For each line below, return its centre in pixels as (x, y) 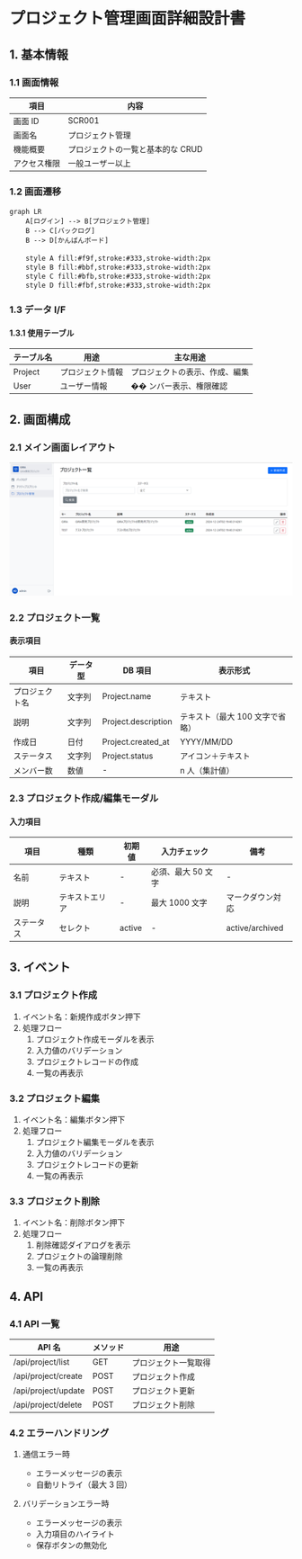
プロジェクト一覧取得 (171, 1362)
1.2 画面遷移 (36, 192)
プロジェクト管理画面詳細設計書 (128, 18)
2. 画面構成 (40, 420)
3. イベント (40, 968)
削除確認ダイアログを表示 (83, 1245)
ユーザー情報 (84, 386)
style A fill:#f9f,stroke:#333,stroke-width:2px (118, 259)
